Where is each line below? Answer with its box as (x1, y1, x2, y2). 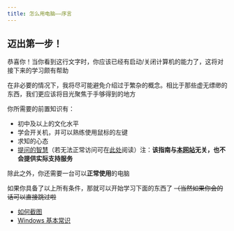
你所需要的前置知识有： (7, 105, 75, 113)
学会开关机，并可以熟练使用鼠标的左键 (17, 128, 128, 137)
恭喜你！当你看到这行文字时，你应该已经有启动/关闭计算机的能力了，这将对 (7, 57, 224, 66)
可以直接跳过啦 (13, 193, 57, 201)
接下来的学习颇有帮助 (7, 66, 68, 75)
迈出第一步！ (7, 38, 63, 50)
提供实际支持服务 (23, 154, 73, 163)
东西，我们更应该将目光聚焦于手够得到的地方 (7, 90, 136, 98)
